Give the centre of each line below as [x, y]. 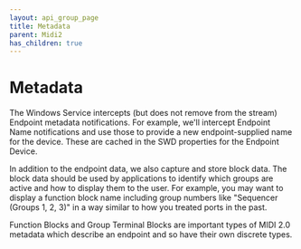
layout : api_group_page [54, 18]
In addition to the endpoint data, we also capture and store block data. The [148, 169]
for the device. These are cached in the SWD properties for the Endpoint [144, 142]
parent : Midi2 [36, 34]
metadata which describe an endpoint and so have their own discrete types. [151, 235]
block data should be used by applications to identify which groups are [141, 178]
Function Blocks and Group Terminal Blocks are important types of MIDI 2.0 [150, 225]
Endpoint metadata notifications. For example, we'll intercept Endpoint [140, 122]
